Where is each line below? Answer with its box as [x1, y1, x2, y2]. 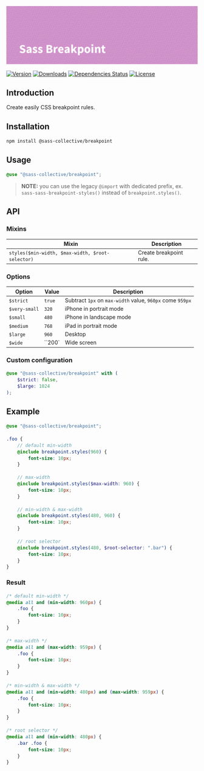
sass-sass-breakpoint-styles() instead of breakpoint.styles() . [21, 189, 182, 196]
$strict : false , [17, 376, 59, 382]
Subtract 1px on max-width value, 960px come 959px [64, 296, 192, 304]
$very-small [8, 307, 39, 313]
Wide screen [64, 339, 97, 346]
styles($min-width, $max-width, [8, 250, 91, 256]
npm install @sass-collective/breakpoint [6, 138, 113, 144]
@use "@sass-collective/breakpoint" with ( [6, 370, 118, 376]
